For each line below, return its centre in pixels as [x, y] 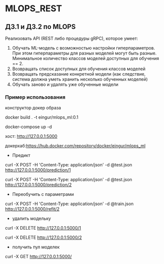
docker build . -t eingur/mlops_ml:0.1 [42, 117]
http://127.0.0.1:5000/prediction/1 [38, 170]
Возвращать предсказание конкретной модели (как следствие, [79, 74]
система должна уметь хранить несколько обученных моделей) [80, 79]
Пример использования [35, 97]
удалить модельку [32, 218]
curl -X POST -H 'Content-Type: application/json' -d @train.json [69, 204]
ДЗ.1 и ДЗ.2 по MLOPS [40, 27]
